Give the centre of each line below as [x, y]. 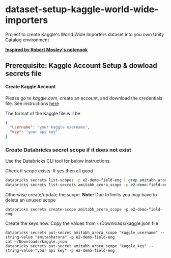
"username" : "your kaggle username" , [50, 127]
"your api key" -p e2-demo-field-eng [75, 251]
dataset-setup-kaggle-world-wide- [82, 9]
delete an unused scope [31, 200]
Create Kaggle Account [31, 86]
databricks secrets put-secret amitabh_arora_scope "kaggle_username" [82, 233]
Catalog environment [27, 40]
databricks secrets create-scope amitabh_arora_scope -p [67, 210]
